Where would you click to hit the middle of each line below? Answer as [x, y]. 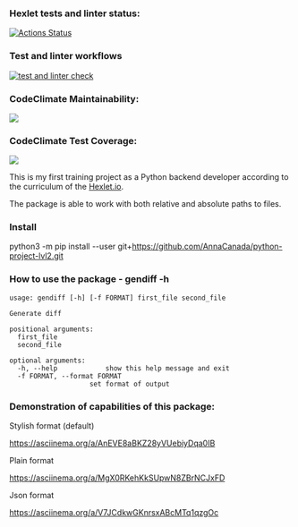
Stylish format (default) [52, 426]
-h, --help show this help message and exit [123, 368]
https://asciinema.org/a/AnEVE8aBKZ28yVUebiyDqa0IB [112, 443]
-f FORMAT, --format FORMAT [70, 376]
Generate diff [36, 313]
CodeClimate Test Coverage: [73, 140]
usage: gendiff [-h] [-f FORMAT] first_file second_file [118, 298]
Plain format [32, 461]
